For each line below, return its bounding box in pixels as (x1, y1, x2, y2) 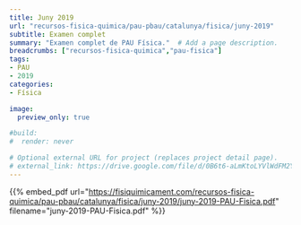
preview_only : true (17, 113, 90, 122)
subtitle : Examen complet (9, 30, 106, 39)
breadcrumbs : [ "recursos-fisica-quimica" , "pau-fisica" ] (9, 47, 222, 56)
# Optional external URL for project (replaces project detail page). (9, 153, 279, 162)
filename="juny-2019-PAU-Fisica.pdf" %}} (9, 205, 166, 216)
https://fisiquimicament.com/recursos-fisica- (88, 186, 255, 197)
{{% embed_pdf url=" (9, 186, 90, 197)
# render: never (9, 137, 74, 146)
